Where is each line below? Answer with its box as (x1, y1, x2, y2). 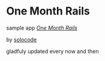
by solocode (6, 36, 37, 43)
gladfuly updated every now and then (6, 47, 99, 55)
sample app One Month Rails (6, 24, 78, 31)
